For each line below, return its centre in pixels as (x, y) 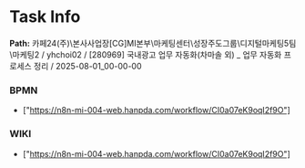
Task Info (45, 17)
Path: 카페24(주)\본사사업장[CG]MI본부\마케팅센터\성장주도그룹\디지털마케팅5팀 (153, 43)
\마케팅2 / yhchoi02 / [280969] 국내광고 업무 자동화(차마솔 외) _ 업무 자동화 (146, 54)
